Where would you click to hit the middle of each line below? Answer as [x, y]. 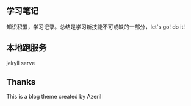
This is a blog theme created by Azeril [54, 97]
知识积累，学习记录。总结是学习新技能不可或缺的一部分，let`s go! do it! [95, 27]
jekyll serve [21, 63]
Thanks [21, 82]
